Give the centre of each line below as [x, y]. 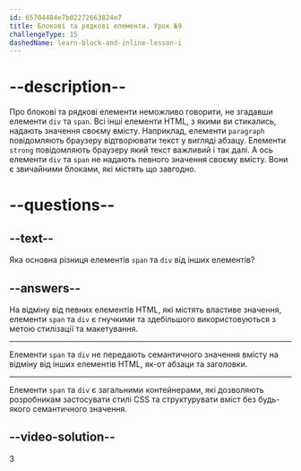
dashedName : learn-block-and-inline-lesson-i [95, 43]
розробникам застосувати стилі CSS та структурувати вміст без [133, 399]
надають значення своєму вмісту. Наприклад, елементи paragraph [137, 131]
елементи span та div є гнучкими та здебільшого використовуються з [142, 319]
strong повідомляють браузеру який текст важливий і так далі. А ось [141, 150]
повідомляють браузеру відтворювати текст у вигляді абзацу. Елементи [148, 141]
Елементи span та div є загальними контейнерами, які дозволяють [137, 390]
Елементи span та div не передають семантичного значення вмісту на [144, 354]
